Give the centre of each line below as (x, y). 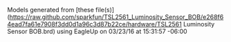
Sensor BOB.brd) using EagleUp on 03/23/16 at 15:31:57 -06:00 (98, 31)
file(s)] (105, 10)
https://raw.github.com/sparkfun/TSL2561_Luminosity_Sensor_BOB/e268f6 (117, 17)
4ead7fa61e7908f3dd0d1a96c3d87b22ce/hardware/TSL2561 (94, 24)
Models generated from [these (51, 10)
